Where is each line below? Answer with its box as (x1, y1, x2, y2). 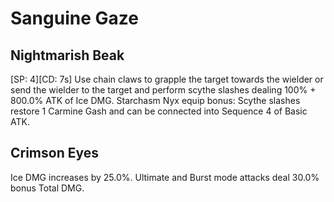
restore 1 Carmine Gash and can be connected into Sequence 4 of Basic (10, 105, 308, 117)
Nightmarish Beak (10, 47, 125, 64)
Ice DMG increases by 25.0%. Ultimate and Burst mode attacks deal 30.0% (10, 171, 320, 183)
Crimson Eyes (10, 145, 100, 162)
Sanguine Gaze (10, 7, 139, 30)
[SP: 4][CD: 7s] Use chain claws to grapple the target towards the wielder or (10, 73, 324, 85)
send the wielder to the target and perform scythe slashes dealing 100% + (10, 84, 317, 96)
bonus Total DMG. (10, 182, 85, 194)
